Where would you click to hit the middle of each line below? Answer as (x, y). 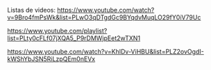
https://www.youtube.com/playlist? (57, 31)
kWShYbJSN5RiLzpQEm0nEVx (51, 59)
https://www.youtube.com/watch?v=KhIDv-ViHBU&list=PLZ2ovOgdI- (106, 52)
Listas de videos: (32, 10)
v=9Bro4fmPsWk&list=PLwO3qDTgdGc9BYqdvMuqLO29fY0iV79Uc (104, 17)
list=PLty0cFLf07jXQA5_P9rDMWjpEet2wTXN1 (74, 38)
